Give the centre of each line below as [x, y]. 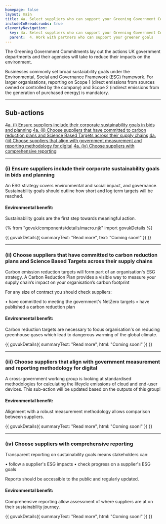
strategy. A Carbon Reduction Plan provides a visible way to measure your [81, 277]
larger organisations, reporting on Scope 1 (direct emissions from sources [80, 82]
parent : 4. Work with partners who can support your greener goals [82, 38]
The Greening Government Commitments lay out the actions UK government [83, 51]
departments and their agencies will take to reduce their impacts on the [78, 56]
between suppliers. [25, 417]
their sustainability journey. [33, 507]
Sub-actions [25, 113]
